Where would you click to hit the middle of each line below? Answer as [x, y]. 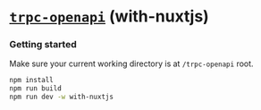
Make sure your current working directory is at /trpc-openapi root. [131, 63]
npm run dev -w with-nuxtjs [62, 97]
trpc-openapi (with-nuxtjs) [109, 17]
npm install [31, 80]
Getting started [43, 45]
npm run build [36, 89]
